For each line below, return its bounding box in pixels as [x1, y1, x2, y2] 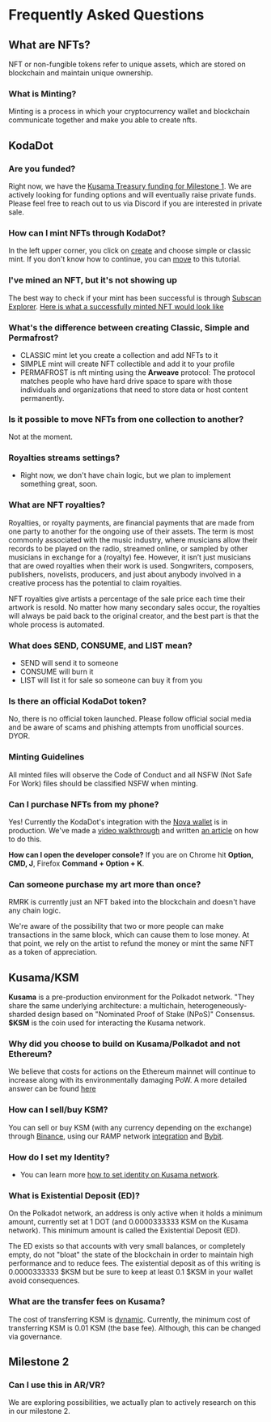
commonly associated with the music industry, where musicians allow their [8, 534, 258, 544]
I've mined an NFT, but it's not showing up [8, 275, 178, 286]
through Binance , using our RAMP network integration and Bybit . [8, 1131, 224, 1141]
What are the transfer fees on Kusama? [8, 1296, 166, 1307]
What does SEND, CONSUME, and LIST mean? [8, 640, 193, 651]
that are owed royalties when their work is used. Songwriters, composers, [8, 560, 255, 570]
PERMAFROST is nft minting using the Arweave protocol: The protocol [19, 367, 256, 377]
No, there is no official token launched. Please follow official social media [8, 714, 252, 724]
